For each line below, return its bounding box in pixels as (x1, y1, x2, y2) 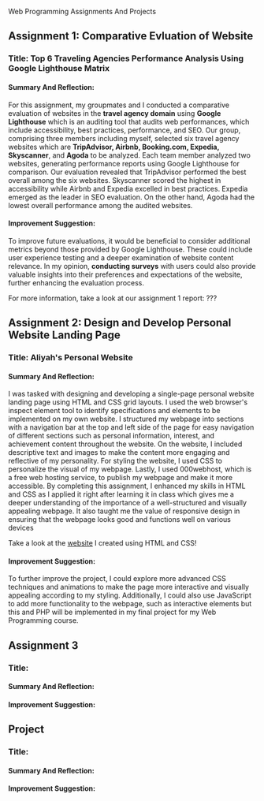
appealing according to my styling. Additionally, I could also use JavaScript (8, 591, 252, 600)
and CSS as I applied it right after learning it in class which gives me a (8, 490, 235, 499)
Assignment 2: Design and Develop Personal (8, 316, 232, 330)
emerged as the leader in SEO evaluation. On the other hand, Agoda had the (8, 192, 255, 202)
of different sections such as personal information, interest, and (8, 431, 215, 441)
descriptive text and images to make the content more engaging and (8, 448, 230, 457)
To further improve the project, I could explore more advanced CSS (8, 574, 226, 583)
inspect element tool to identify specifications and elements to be (8, 406, 221, 415)
